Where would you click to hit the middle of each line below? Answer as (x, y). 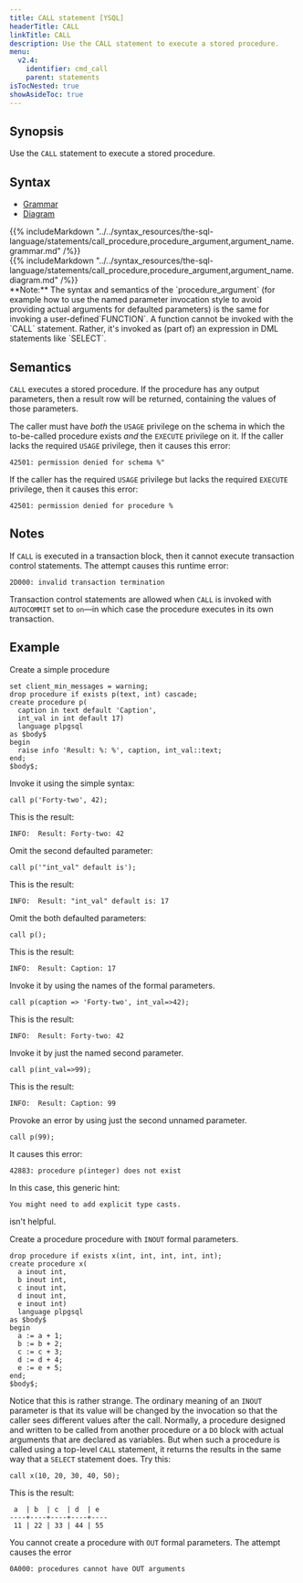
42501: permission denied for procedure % (91, 505)
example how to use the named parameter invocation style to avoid (136, 300)
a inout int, (42, 1271)
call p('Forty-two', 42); (58, 800)
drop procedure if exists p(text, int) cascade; (104, 694)
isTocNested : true (44, 86)
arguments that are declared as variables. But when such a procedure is (145, 1440)
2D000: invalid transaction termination (88, 582)
